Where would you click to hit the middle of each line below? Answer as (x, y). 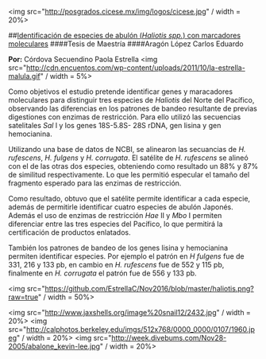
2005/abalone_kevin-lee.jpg (54, 346)
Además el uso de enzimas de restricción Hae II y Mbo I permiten (115, 215)
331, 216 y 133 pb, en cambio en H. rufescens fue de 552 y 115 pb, (116, 265)
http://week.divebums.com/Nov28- (169, 338)
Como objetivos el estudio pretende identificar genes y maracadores (120, 92)
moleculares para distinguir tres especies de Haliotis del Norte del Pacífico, (131, 100)
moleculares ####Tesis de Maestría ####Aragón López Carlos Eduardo (126, 44)
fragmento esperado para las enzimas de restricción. (95, 183)
